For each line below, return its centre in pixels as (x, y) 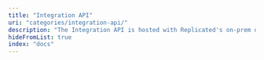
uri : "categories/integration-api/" (68, 23)
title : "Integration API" (50, 15)
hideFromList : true (40, 37)
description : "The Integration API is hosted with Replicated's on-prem (130, 30)
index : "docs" (31, 44)
